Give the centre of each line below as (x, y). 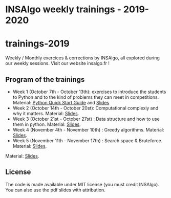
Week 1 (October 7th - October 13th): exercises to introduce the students (89, 92)
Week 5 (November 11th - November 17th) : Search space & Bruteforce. (88, 140)
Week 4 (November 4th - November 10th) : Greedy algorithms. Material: (88, 129)
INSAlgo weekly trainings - (63, 9)
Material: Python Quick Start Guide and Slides (61, 102)
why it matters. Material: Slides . (46, 113)
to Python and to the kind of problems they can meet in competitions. (86, 97)
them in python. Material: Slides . (47, 124)
